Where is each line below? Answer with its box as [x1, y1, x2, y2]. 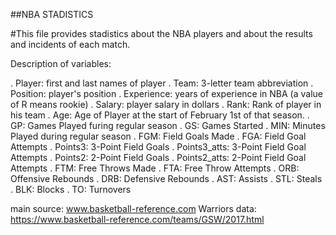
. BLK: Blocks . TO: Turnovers [10, 184, 132, 195]
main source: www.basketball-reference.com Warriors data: [10, 203, 257, 214]
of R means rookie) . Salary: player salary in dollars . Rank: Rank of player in [10, 99, 322, 110]
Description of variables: [10, 58, 112, 69]
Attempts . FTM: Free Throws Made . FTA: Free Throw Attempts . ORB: [10, 162, 300, 174]
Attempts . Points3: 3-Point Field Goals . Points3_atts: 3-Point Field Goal [10, 141, 307, 153]
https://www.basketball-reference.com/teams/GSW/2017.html [10, 214, 265, 225]
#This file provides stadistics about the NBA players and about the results [10, 28, 313, 39]
